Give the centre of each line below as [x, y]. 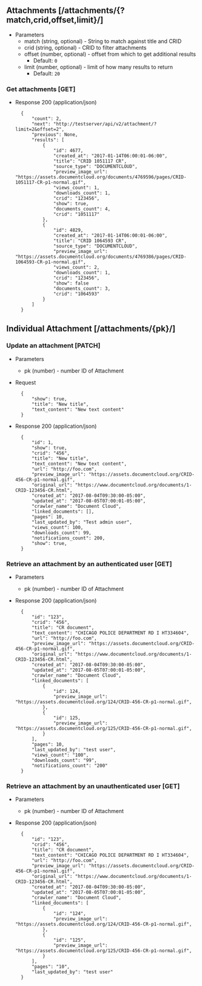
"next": [41, 124]
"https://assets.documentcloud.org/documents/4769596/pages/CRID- [101, 177]
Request [25, 382]
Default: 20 [47, 73]
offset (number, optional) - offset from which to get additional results [110, 54]
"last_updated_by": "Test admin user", [82, 522]
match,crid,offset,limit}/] [55, 20]
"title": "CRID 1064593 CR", [90, 241]
